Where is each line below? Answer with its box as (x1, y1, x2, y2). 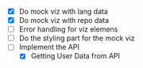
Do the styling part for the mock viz (18, 33, 136, 43)
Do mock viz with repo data (18, 16, 110, 25)
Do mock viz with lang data (18, 7, 109, 16)
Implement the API (18, 43, 80, 52)
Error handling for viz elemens (18, 25, 118, 34)
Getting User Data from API (30, 51, 121, 61)
